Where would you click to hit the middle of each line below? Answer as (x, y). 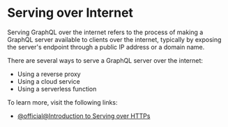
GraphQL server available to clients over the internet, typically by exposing (114, 39)
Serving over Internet (70, 13)
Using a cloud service (48, 81)
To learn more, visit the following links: (62, 102)
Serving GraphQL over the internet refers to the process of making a (105, 32)
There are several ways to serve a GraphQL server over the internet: (105, 60)
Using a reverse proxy (49, 74)
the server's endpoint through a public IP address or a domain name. (106, 47)
